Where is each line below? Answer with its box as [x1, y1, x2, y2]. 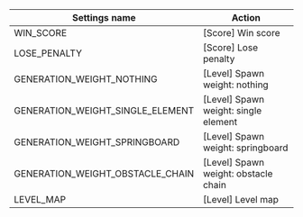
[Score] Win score [202, 27, 280, 39]
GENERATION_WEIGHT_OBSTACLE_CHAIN [14, 167, 195, 179]
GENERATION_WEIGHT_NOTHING [14, 73, 158, 85]
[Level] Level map [202, 194, 280, 205]
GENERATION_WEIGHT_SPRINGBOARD [14, 136, 180, 148]
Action [231, 12, 262, 23]
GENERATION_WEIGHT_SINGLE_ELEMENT [14, 104, 195, 116]
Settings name [71, 12, 137, 23]
